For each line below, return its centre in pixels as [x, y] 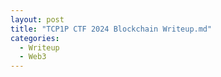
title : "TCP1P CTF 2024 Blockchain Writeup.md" [111, 29]
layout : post [37, 19]
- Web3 [33, 57]
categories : [35, 38]
